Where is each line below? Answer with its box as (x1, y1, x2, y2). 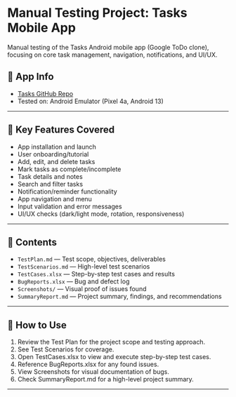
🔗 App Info (7, 71, 54, 83)
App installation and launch (17, 142, 97, 151)
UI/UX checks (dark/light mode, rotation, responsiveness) (17, 209, 185, 218)
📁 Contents (7, 236, 58, 248)
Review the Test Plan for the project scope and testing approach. (17, 338, 206, 346)
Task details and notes (17, 172, 83, 180)
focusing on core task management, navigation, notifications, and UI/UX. (7, 51, 218, 59)
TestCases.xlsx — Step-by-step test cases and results (17, 270, 176, 278)
